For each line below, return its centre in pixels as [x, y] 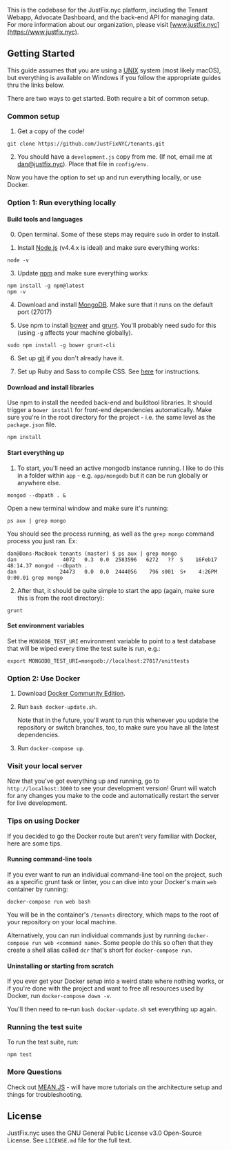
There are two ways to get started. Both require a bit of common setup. [108, 98]
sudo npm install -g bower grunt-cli [61, 345]
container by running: [38, 889]
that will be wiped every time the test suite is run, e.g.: [84, 648]
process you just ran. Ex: [42, 540]
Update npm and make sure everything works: [83, 273]
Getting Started [41, 53]
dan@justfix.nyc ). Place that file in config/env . [82, 164]
